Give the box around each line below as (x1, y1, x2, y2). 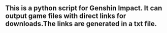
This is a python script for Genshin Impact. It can (5, 4, 162, 12)
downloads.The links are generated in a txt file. (5, 19, 157, 28)
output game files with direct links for (5, 12, 126, 20)
